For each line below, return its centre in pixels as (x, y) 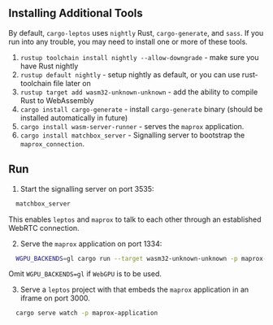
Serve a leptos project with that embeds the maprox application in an (134, 290)
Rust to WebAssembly (57, 100)
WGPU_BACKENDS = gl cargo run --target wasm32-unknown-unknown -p (127, 258)
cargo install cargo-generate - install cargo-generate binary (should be (141, 109)
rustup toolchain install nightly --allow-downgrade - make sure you (139, 57)
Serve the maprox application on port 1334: (91, 244)
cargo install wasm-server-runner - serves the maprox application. (132, 126)
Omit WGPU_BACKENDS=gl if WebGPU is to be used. (85, 274)
